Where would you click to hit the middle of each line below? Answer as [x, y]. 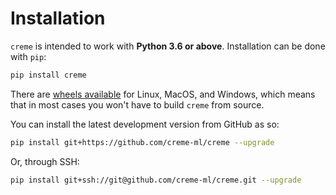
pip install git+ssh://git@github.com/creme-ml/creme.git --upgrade [156, 180]
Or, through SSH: [45, 161]
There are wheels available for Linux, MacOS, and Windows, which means [163, 94]
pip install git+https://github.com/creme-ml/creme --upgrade [142, 142]
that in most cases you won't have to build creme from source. [137, 104]
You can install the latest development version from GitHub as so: [145, 124]
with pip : [28, 56]
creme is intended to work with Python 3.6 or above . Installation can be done [168, 46]
